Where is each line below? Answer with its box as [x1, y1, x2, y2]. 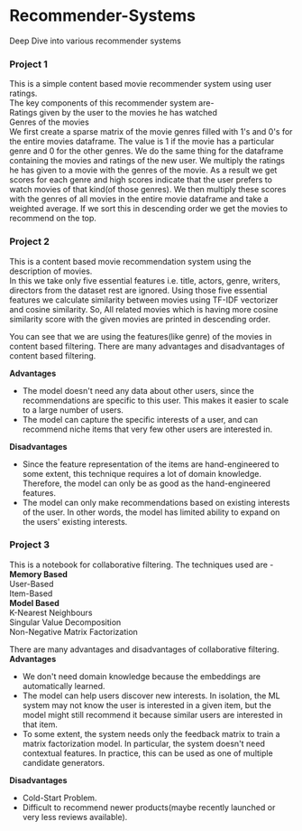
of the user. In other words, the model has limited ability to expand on [22, 507, 280, 518]
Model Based [9, 597, 60, 608]
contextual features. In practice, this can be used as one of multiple [22, 747, 273, 759]
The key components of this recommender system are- [9, 98, 215, 108]
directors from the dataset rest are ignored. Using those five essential [9, 285, 268, 295]
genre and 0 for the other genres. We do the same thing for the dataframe [9, 145, 284, 156]
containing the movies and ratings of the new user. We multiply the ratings [9, 155, 286, 166]
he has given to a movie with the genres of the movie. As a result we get [9, 164, 278, 176]
